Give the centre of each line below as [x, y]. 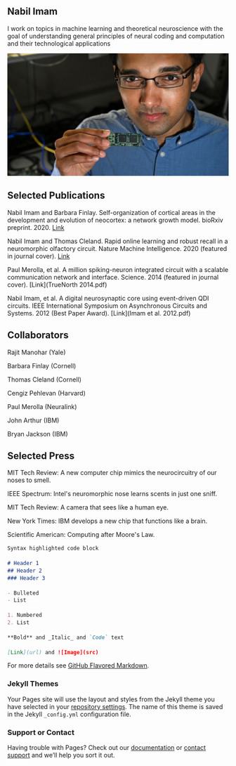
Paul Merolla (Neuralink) [42, 406]
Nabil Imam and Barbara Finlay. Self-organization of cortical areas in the [111, 212]
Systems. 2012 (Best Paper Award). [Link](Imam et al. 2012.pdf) [99, 313]
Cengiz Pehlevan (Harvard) [47, 393]
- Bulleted [23, 593]
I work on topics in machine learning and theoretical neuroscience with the [115, 28]
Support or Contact [41, 732]
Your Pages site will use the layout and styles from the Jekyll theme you [111, 699]
